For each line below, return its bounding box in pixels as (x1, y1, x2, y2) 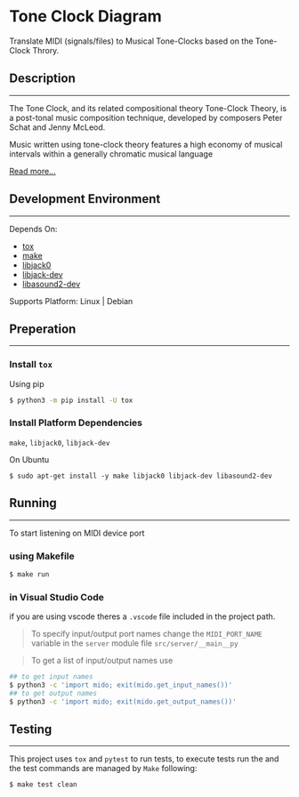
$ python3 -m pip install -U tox (9, 396, 133, 405)
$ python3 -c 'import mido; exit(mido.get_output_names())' (9, 696, 238, 706)
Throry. (32, 44, 60, 55)
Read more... (9, 165, 56, 176)
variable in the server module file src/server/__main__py (30, 638, 238, 648)
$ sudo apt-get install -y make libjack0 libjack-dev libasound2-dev (9, 471, 273, 480)
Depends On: (9, 223, 58, 234)
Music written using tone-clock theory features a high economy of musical (9, 139, 283, 149)
